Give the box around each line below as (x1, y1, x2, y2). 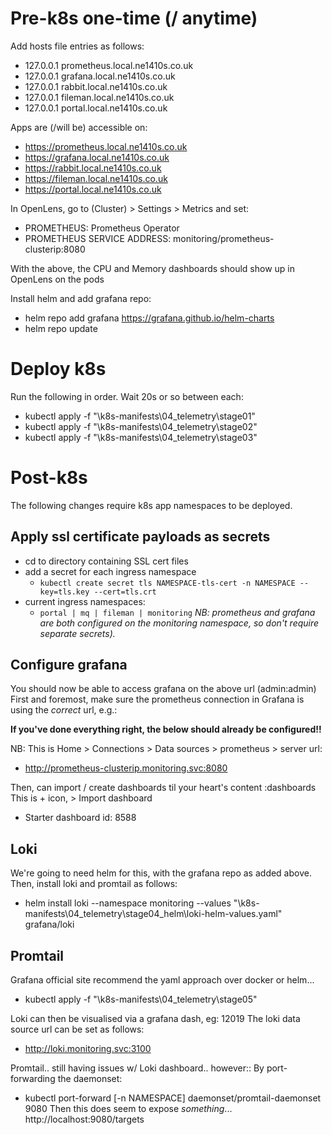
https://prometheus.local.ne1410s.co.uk (24, 140, 188, 152)
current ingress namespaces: (24, 595, 146, 607)
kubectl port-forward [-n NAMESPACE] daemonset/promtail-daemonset (24, 1092, 322, 1104)
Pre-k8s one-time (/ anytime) (10, 7, 258, 30)
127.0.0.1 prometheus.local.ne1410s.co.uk (24, 59, 194, 71)
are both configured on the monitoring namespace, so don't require (39, 617, 320, 629)
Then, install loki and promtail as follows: (10, 878, 178, 890)
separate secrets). (39, 627, 116, 639)
